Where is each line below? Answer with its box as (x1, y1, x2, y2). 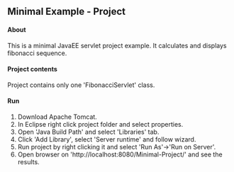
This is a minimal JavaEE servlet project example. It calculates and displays (7, 41, 227, 50)
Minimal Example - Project (7, 6, 126, 18)
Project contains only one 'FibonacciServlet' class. (7, 81, 155, 89)
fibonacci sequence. (7, 49, 67, 57)
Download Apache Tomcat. (17, 113, 97, 121)
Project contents (7, 65, 58, 74)
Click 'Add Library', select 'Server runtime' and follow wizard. (17, 135, 196, 144)
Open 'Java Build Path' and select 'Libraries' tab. (17, 127, 160, 136)
